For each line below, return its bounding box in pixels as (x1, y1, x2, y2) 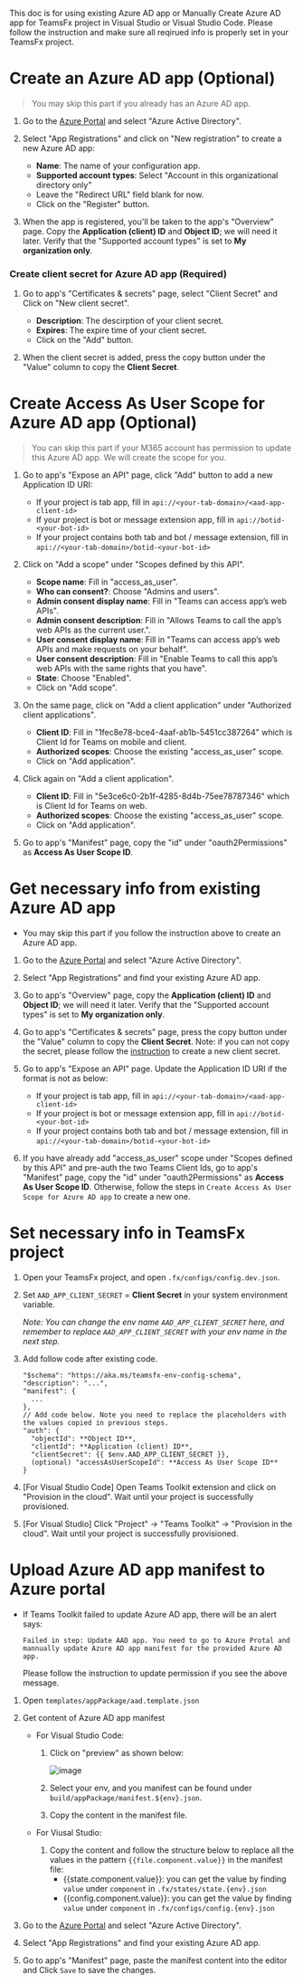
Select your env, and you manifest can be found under (49, 1782, 252, 1793)
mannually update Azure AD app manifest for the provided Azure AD (22, 1644, 282, 1653)
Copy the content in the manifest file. (49, 1809, 188, 1820)
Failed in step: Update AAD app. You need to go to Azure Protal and (22, 1636, 291, 1645)
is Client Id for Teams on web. (35, 801, 147, 812)
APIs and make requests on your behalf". (35, 644, 188, 655)
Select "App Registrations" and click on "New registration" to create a (22, 133, 282, 144)
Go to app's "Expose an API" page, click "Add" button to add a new (22, 470, 273, 480)
